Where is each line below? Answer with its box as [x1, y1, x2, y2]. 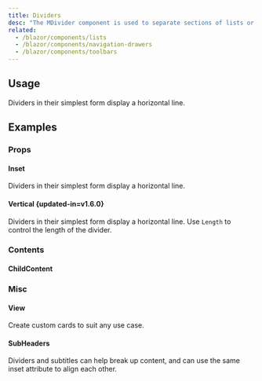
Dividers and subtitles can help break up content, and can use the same [8, 356, 241, 365]
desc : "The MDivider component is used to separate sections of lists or [8, 19, 255, 27]
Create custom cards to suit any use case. [8, 321, 145, 330]
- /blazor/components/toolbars [15, 48, 118, 56]
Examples [8, 121, 57, 134]
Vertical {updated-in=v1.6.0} [8, 199, 104, 208]
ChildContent [8, 264, 53, 273]
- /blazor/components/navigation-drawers [15, 41, 153, 49]
